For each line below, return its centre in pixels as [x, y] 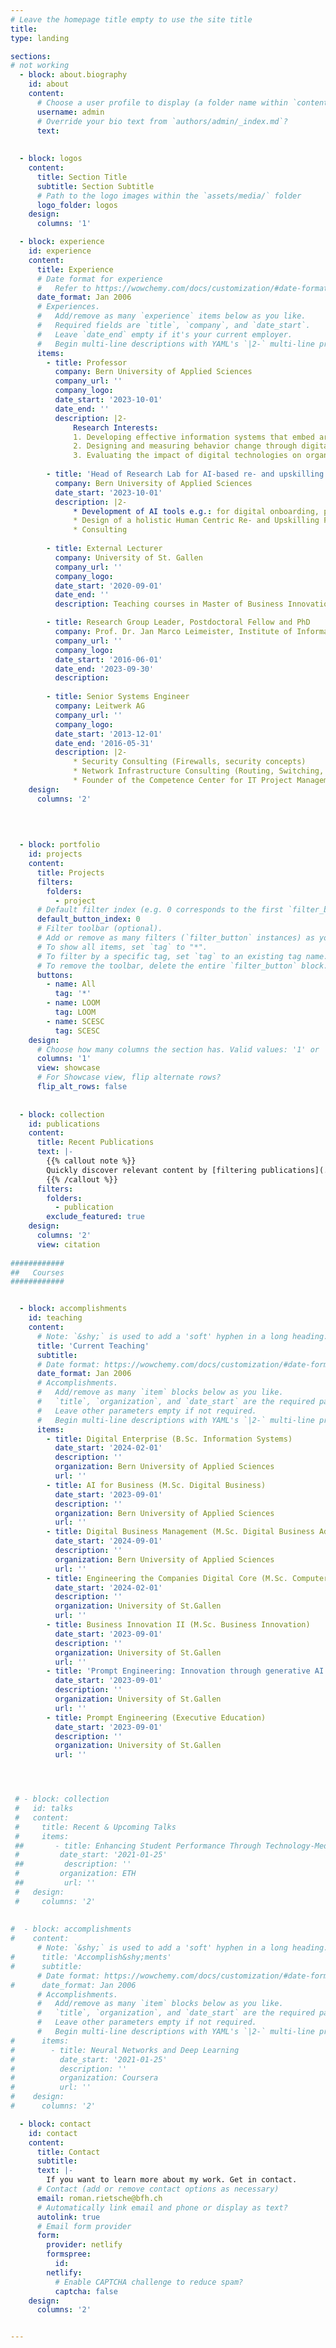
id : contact [53, 2133]
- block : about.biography [73, 75]
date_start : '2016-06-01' [108, 659]
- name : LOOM [73, 1003]
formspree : [69, 2254]
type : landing [40, 38]
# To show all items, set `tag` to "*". [122, 947]
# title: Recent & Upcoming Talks [95, 1827]
